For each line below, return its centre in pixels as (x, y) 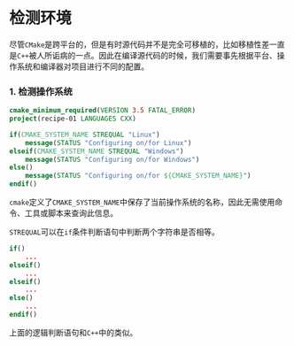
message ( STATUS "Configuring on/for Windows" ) (112, 159)
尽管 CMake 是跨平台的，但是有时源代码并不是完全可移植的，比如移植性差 (139, 44)
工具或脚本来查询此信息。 (71, 213)
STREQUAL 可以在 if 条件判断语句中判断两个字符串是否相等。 (114, 232)
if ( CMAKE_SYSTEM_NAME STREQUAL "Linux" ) (85, 135)
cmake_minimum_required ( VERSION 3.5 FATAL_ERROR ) (103, 111)
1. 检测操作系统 (41, 91)
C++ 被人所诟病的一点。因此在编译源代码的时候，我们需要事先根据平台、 (147, 55)
